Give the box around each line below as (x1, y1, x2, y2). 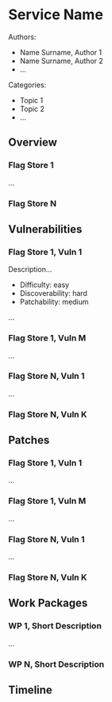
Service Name (8, 6, 103, 24)
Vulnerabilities (8, 222, 83, 236)
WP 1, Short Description (8, 620, 102, 632)
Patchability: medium (19, 297, 89, 307)
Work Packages (8, 596, 88, 610)
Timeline (8, 683, 53, 696)
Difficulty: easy (19, 280, 70, 289)
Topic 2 (19, 104, 45, 114)
